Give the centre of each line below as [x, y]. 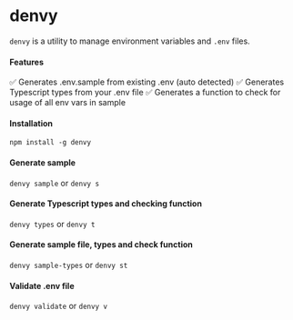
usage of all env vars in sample [67, 103]
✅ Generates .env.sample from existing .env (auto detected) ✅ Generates [147, 82]
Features [26, 62]
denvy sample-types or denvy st [69, 265]
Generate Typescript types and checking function [106, 204]
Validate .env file [42, 285]
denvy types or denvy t [52, 224]
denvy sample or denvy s [55, 183]
